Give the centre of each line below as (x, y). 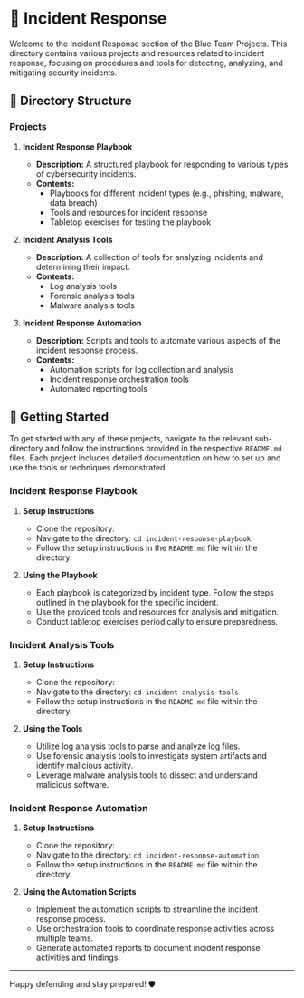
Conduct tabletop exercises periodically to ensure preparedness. (157, 621)
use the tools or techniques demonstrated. (89, 468)
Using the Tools (52, 729)
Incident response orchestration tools (119, 379)
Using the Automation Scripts (79, 892)
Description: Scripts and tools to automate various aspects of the (158, 340)
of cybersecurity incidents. (86, 174)
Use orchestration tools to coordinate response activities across (155, 929)
